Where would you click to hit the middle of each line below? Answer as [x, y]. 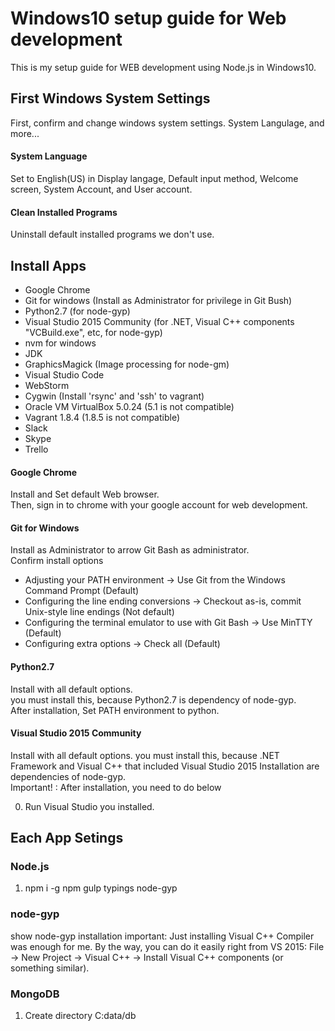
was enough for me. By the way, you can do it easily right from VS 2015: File [167, 946]
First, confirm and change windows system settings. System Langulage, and [167, 123]
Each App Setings [67, 838]
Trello [36, 449]
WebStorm [47, 385]
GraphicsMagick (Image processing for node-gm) [127, 364]
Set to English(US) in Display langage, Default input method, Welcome [154, 178]
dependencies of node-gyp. [68, 776]
